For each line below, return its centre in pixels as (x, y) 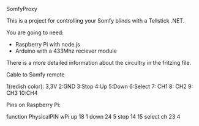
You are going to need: (35, 32)
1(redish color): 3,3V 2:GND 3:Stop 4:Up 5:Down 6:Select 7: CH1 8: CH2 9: (100, 86)
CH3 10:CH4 (22, 93)
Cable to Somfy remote (36, 75)
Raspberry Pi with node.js (48, 44)
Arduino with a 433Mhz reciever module (66, 51)
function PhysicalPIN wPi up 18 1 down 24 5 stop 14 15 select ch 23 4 (93, 117)
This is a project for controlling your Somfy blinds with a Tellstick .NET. (96, 20)
